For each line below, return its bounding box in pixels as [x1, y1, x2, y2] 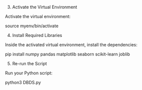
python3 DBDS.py [5, 80, 41, 85]
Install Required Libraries [12, 33, 62, 38]
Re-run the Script [12, 61, 47, 66]
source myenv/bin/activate [5, 23, 59, 29]
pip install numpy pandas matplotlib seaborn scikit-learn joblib [5, 51, 130, 57]
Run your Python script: [5, 70, 53, 76]
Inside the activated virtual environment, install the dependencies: [5, 42, 138, 48]
